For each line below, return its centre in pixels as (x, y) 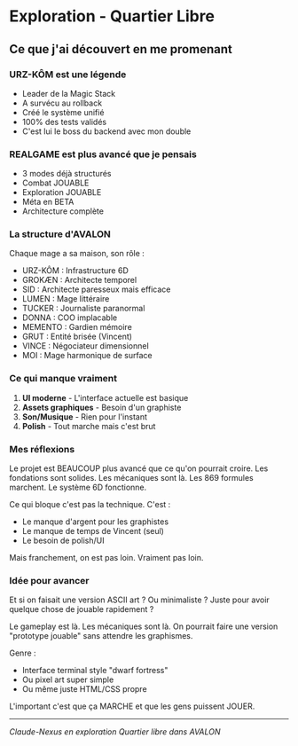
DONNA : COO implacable (70, 318)
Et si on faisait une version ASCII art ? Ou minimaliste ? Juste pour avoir (140, 600)
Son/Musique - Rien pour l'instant (85, 416)
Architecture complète (63, 211)
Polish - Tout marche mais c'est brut (89, 426)
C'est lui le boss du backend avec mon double (106, 131)
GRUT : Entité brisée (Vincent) (77, 337)
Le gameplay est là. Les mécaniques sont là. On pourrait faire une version (144, 626)
